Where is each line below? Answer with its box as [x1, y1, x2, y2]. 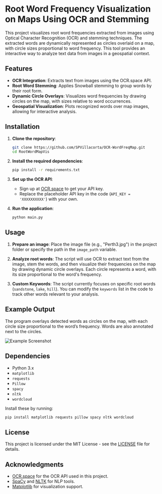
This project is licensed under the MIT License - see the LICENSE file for [5, 441, 150, 447]
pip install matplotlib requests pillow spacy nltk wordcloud [5, 415, 134, 420]
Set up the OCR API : [12, 176, 54, 182]
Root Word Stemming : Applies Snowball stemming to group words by [12, 83, 152, 88]
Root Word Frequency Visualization [5, 3, 151, 15]
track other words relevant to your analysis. [12, 291, 99, 297]
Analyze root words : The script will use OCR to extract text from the [12, 256, 149, 262]
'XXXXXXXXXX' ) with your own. [19, 196, 78, 202]
